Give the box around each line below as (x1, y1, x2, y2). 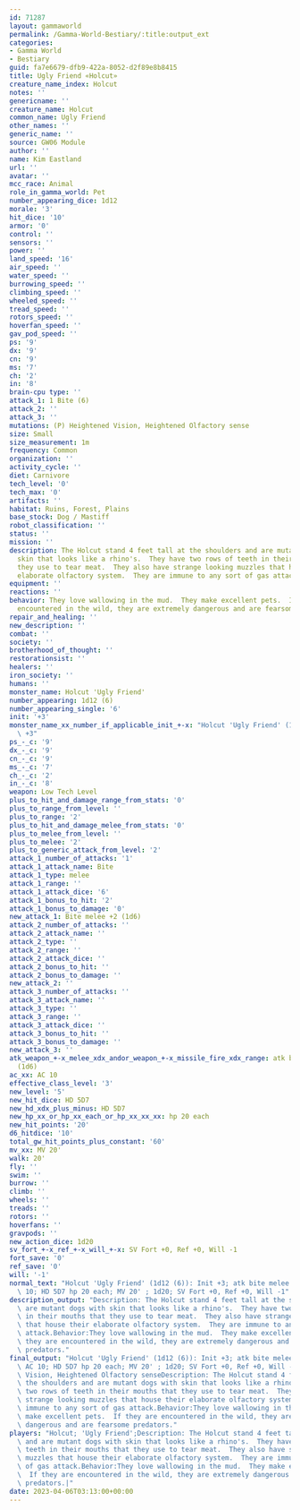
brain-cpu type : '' (9, 388, 82, 397)
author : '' (9, 146, 50, 155)
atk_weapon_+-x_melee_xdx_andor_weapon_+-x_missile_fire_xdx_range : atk (9, 1054, 286, 1063)
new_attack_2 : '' (9, 979, 74, 988)
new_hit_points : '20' (9, 1120, 90, 1129)
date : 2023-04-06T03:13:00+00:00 (9, 1487, 134, 1496)
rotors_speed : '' (9, 313, 74, 322)
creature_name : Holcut (9, 105, 94, 114)
